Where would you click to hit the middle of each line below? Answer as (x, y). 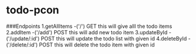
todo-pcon (33, 10)
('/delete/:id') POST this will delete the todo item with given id (80, 45)
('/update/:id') (23, 38)
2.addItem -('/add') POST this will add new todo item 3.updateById (87, 32)
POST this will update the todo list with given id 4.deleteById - (116, 38)
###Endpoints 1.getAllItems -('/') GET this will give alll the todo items (89, 26)
